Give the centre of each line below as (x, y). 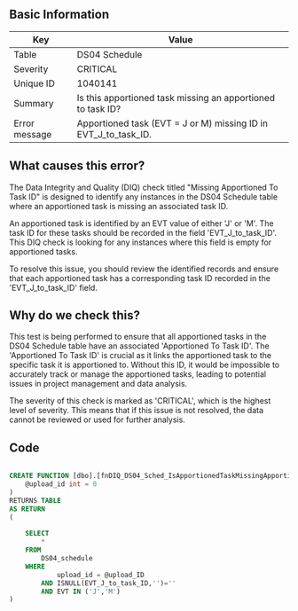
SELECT (37, 534)
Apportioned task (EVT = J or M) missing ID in (173, 123)
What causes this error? (77, 166)
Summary (34, 103)
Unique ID (34, 83)
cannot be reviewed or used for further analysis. (98, 419)
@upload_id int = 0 (61, 484)
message (33, 134)
